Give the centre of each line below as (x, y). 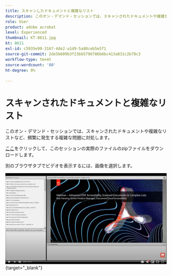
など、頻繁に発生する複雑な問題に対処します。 (63, 138)
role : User (17, 22)
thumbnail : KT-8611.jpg (31, 38)
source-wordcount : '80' (31, 65)
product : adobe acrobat (31, 27)
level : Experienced (26, 33)
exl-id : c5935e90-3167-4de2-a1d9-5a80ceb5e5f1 (56, 49)
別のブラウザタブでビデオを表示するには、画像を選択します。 (70, 166)
